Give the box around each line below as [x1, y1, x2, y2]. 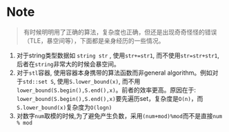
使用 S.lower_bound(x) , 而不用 [57, 77, 141, 85]
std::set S [22, 78, 54, 85]
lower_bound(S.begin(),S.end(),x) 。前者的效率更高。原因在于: [16, 86, 196, 94]
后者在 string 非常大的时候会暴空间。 [16, 59, 120, 68]
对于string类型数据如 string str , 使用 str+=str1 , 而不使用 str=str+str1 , [16, 51, 220, 59]
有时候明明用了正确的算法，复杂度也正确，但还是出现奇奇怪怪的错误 [23, 28, 217, 36]
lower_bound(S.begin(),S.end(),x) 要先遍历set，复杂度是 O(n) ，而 [16, 94, 203, 102]
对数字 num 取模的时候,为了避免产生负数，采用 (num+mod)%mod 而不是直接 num [16, 111, 222, 120]
